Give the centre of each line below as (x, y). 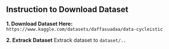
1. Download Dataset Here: (39, 23)
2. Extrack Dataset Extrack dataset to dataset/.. (66, 40)
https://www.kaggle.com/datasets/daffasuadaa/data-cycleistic (84, 29)
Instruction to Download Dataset (67, 10)
